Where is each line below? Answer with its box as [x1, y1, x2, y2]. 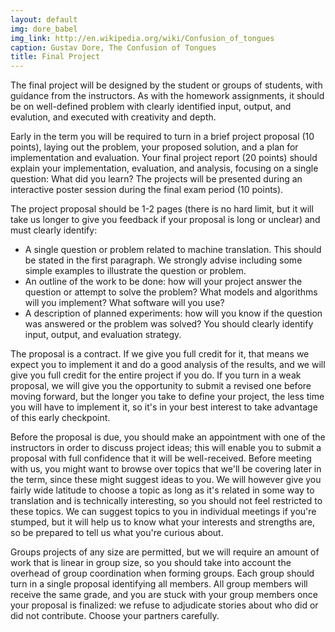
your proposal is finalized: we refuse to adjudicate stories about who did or [10, 599, 319, 611]
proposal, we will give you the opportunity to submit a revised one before [10, 380, 312, 392]
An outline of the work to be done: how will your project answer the [24, 276, 303, 288]
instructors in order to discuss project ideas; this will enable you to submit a [10, 442, 322, 454]
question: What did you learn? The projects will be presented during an [10, 173, 303, 185]
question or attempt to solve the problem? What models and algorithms [24, 286, 318, 298]
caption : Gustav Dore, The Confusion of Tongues [10, 42, 217, 53]
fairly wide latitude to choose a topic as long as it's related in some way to [10, 484, 315, 496]
